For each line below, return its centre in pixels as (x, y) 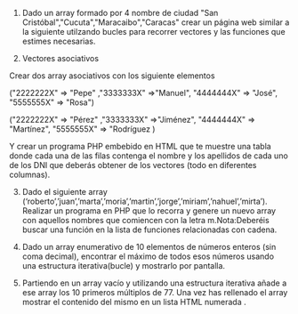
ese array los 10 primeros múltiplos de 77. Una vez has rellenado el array (155, 292)
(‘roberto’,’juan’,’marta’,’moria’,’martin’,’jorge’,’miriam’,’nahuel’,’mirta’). (145, 201)
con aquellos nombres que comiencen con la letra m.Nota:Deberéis (145, 220)
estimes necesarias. (59, 41)
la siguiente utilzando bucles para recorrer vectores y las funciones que (154, 32)
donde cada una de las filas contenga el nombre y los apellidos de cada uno (149, 156)
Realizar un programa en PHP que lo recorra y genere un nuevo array (149, 211)
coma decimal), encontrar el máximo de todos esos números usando (148, 256)
